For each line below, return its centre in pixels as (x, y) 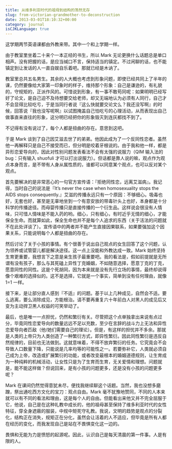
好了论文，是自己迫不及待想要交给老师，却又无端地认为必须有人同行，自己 (84, 98)
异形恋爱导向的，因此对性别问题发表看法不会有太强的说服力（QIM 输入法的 (84, 152)
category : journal (25, 24)
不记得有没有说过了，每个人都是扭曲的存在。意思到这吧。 (66, 128)
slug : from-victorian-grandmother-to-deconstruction (63, 15)
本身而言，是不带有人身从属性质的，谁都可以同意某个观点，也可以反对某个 (88, 165)
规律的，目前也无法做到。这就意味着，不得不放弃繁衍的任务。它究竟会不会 (88, 343)
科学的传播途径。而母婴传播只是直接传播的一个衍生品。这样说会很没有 (79, 207)
